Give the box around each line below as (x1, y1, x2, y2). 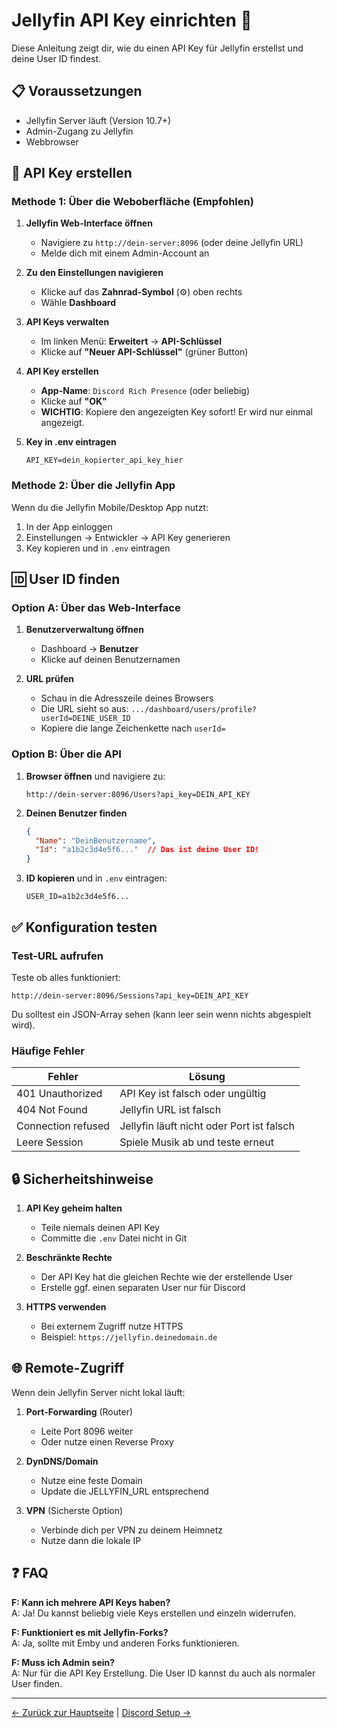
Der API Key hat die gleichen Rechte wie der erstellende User (40, 1271, 294, 1283)
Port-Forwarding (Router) (25, 1405, 134, 1418)
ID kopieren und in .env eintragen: (25, 872, 168, 884)
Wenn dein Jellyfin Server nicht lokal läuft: (11, 1386, 186, 1398)
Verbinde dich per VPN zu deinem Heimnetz (40, 1524, 223, 1536)
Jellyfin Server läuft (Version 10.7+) (25, 114, 172, 126)
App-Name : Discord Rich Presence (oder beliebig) (40, 385, 251, 397)
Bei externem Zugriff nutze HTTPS (40, 1320, 184, 1333)
